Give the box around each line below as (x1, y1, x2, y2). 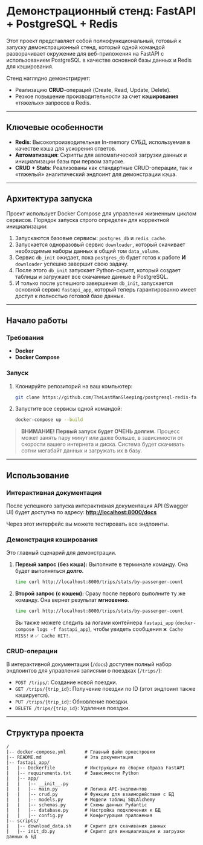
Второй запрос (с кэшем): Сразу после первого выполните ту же (14, 590, 186, 597)
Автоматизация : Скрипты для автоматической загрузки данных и (14, 151, 187, 158)
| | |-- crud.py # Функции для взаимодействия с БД (6, 791, 174, 798)
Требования (6, 333, 44, 342)
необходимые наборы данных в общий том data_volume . (14, 247, 160, 255)
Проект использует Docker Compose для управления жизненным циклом (6, 210, 197, 217)
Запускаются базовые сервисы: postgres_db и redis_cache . (14, 234, 167, 241)
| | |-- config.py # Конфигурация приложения (6, 812, 153, 819)
